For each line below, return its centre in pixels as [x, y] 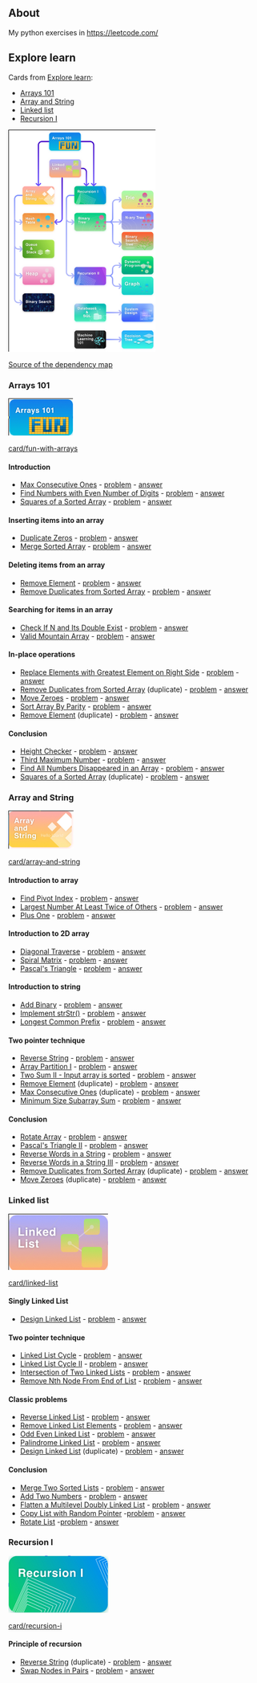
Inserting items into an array [56, 520]
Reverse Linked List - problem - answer [85, 1417]
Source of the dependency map [61, 364]
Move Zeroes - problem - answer [74, 697]
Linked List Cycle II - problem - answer [84, 1364]
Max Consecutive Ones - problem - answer [91, 484]
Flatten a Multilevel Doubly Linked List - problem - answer [115, 1505]
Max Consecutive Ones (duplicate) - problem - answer [110, 1093]
